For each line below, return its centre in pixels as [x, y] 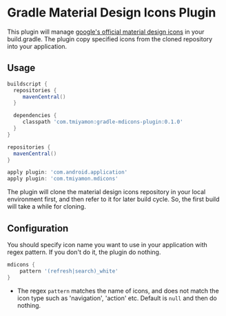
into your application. [37, 46]
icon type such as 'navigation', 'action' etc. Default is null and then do [117, 298]
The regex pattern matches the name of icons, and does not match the [118, 291]
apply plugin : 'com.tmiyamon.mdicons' [63, 179]
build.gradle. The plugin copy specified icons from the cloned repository [110, 39]
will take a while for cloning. [47, 207]
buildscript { [28, 84]
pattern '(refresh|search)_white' [69, 271]
